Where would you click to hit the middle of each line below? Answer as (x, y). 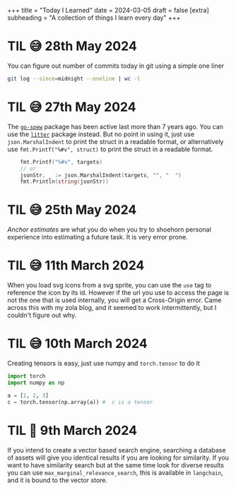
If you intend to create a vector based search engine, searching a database (117, 450)
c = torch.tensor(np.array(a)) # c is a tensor (80, 402)
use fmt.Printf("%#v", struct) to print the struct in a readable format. (110, 149)
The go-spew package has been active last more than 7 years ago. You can (116, 126)
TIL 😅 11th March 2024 (76, 266)
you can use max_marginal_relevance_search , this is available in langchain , (116, 472)
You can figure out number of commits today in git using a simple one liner (116, 66)
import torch (26, 376)
